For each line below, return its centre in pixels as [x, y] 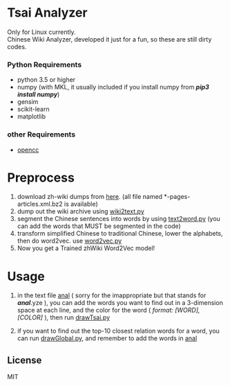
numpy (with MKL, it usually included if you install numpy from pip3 [113, 87]
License [25, 360]
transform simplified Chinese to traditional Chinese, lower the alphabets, [120, 234]
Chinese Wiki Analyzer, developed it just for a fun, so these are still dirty [109, 39]
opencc [28, 150]
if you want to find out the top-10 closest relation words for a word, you [118, 331]
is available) [81, 204]
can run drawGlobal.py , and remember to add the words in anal [107, 338]
